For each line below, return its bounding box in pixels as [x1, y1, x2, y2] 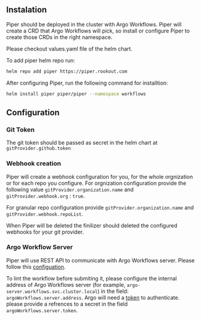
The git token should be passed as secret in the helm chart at [6, 139, 158, 146]
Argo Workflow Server [6, 243, 73, 252]
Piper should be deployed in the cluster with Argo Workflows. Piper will [6, 20, 182, 28]
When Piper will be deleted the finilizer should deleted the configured [6, 222, 178, 229]
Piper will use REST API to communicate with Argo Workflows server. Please [6, 256, 195, 264]
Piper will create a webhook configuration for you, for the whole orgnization [6, 173, 193, 180]
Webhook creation [6, 159, 61, 168]
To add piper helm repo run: [6, 56, 76, 64]
